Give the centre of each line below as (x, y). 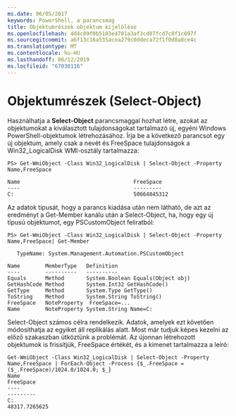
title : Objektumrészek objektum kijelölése (72, 27)
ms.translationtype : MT (42, 46)
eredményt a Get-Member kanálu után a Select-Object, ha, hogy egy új (110, 215)
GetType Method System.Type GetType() (80, 290)
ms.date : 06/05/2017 (38, 14)
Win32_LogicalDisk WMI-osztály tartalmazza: (73, 150)
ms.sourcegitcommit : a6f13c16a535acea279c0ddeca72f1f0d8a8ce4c (102, 40)
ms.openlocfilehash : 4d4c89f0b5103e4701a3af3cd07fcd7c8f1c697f (102, 33)
